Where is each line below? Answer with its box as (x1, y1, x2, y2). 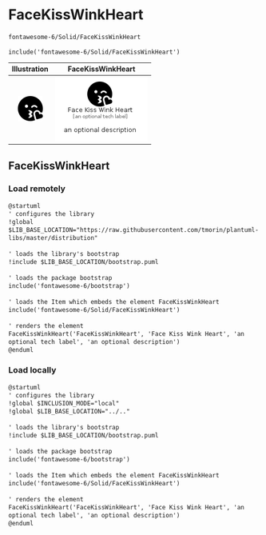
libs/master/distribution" (8, 234, 98, 242)
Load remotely (8, 182, 66, 194)
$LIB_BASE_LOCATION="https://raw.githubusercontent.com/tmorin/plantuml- (8, 226, 260, 234)
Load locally (8, 364, 57, 375)
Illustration (11, 64, 50, 74)
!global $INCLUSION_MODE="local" (8, 400, 120, 408)
